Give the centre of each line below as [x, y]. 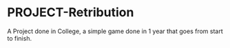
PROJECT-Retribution [71, 13]
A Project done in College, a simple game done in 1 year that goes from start [115, 31]
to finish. [20, 38]
